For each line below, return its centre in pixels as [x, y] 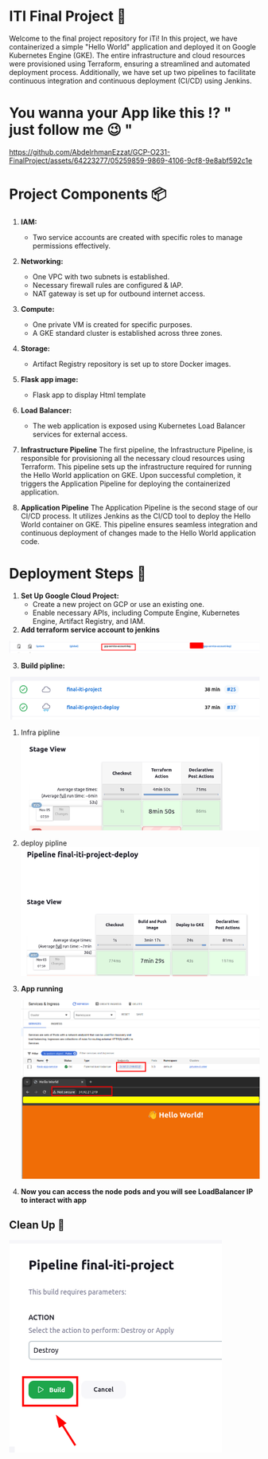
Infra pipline [40, 732]
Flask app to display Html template [89, 395]
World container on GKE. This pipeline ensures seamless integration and [139, 524]
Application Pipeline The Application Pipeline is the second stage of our [139, 507]
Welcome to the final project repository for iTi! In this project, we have [123, 38]
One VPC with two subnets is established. [101, 276]
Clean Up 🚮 [37, 1225]
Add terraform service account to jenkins [90, 629]
